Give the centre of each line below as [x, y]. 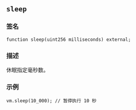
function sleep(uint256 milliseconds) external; [69, 39]
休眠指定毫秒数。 [28, 70]
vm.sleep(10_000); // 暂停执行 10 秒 [51, 101]
